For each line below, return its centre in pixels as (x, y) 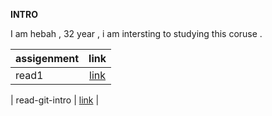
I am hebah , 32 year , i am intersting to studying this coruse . (136, 33)
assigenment (47, 58)
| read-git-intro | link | (55, 100)
